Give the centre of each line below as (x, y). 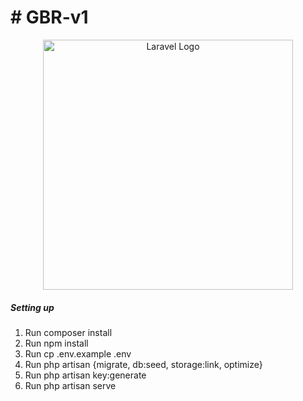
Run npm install (56, 343)
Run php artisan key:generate (85, 375)
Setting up (32, 307)
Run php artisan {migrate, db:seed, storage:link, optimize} (143, 364)
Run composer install (68, 332)
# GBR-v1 (49, 17)
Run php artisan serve (70, 385)
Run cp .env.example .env (78, 353)
